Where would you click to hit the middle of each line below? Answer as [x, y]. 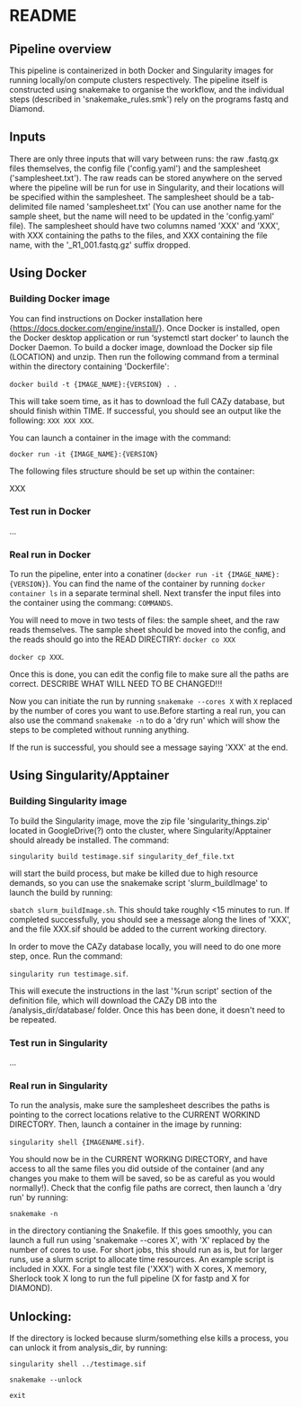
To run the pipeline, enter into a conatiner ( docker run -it [116, 574]
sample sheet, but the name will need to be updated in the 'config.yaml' [142, 216]
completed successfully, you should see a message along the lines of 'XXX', [150, 919]
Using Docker [48, 273]
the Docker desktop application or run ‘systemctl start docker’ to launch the [149, 338]
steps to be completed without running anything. [99, 730]
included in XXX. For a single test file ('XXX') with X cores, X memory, [138, 1269]
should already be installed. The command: [89, 840]
